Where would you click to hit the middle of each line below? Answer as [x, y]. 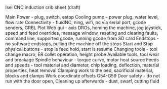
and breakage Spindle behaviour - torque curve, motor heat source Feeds [82, 60]
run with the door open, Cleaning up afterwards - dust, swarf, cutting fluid [82, 81]
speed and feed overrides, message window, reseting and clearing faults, [82, 33]
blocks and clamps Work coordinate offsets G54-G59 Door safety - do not [83, 76]
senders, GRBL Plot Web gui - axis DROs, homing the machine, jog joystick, [84, 28]
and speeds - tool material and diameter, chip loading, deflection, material [82, 65]
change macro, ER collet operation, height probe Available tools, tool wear [82, 54]
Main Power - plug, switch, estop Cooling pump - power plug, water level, [82, 17]
